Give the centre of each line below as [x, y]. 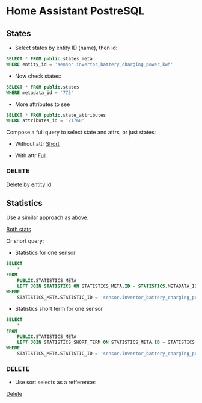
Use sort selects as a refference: [55, 382]
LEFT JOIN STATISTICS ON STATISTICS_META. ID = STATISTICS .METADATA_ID [107, 286]
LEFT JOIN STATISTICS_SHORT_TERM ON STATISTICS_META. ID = [91, 342]
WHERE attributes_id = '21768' [45, 121]
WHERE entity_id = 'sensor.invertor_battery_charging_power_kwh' [90, 64]
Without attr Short [37, 144]
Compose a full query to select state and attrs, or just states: [81, 132]
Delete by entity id [29, 184]
